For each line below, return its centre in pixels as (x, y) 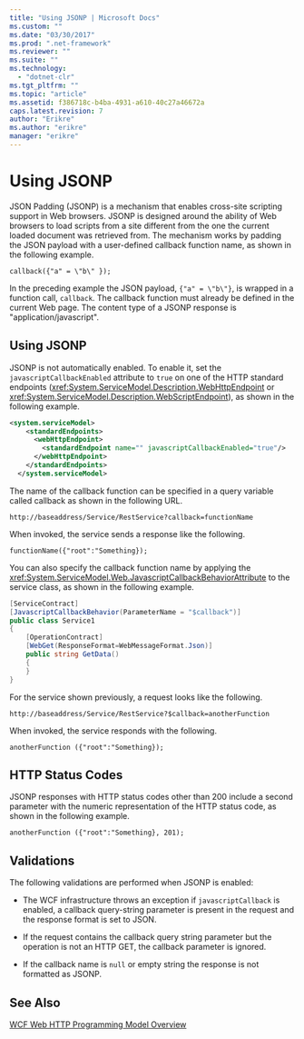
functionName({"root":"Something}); (78, 551)
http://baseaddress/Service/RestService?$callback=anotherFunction (140, 714)
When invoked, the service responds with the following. (113, 730)
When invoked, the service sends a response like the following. (127, 534)
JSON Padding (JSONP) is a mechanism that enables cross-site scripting (146, 206)
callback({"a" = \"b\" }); (60, 271)
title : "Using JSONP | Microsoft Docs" (85, 18)
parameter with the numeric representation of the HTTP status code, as (143, 806)
